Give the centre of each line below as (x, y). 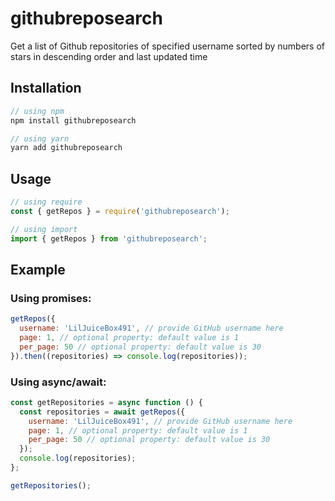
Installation (46, 88)
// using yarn (40, 138)
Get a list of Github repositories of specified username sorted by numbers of (167, 46)
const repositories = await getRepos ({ (102, 412)
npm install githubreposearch (73, 120)
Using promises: (51, 298)
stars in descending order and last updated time (109, 56)
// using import (44, 229)
